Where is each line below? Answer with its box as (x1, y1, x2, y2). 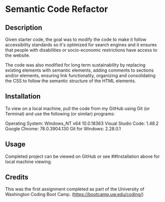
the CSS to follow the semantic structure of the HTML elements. (5, 78, 136, 84)
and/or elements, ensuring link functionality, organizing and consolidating (5, 73, 156, 78)
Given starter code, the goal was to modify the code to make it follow (5, 36, 147, 42)
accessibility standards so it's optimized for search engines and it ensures (5, 42, 157, 48)
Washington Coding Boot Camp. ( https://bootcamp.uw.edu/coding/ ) (5, 192, 144, 198)
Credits (5, 173, 29, 182)
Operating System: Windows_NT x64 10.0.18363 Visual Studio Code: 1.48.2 (5, 120, 159, 126)
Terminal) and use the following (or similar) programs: (5, 110, 115, 116)
